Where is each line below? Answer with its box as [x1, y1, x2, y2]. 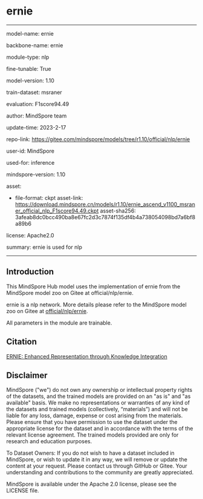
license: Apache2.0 [6, 231, 54, 239]
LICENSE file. [6, 487, 39, 494]
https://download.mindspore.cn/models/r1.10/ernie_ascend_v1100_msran [14, 200, 195, 208]
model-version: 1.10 [6, 77, 54, 84]
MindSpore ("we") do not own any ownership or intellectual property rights [6, 386, 193, 394]
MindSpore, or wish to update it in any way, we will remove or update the [6, 456, 187, 463]
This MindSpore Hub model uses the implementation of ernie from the [6, 283, 181, 290]
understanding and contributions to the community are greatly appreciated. [6, 469, 194, 476]
